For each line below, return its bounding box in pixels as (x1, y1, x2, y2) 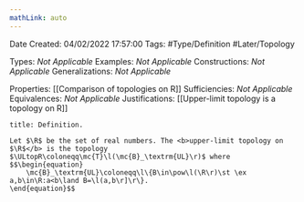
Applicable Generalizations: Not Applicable (9, 66, 172, 76)
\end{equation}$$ (9, 184, 76, 193)
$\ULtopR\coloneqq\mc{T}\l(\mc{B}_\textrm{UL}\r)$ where (9, 152, 231, 161)
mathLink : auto (9, 13, 68, 23)
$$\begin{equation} (9, 160, 84, 169)
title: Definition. (9, 120, 84, 129)
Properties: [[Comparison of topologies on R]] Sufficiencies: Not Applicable (9, 83, 293, 94)
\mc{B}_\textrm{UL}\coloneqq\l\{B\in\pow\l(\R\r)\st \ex (26, 167, 247, 177)
